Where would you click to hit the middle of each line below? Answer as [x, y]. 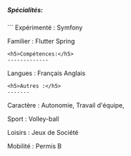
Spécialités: [25, 10]
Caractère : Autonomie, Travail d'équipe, [66, 105]
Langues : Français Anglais [46, 73]
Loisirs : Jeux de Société [43, 132]
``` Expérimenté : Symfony [45, 27]
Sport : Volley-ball [33, 119]
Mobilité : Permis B [35, 146]
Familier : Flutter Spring [41, 41]
